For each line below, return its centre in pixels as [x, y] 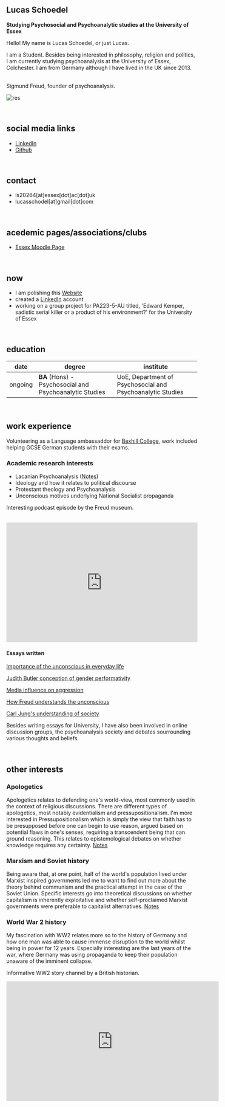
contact [21, 181]
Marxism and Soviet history [48, 861]
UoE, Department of [145, 377]
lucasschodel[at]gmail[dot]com [54, 202]
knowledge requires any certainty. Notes [57, 845]
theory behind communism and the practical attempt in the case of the [94, 887]
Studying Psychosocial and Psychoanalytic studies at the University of [98, 24]
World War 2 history [36, 922]
